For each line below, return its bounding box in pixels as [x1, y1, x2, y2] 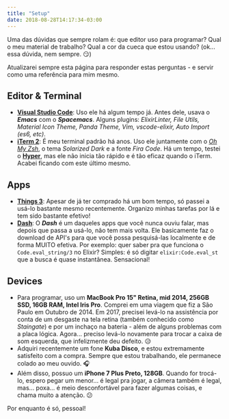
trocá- [199, 369, 217, 377]
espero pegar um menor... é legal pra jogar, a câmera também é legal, [25, 376, 222, 384]
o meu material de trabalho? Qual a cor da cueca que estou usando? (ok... [7, 42, 215, 51]
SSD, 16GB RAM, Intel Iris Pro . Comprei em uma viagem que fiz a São [16, 301, 213, 309]
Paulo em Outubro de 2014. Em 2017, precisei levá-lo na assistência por [16, 307, 219, 316]
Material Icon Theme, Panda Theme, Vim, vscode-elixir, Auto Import [16, 123, 210, 131]
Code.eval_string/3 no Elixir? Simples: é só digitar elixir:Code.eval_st [16, 248, 219, 257]
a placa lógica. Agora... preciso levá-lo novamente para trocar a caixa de [16, 329, 222, 338]
